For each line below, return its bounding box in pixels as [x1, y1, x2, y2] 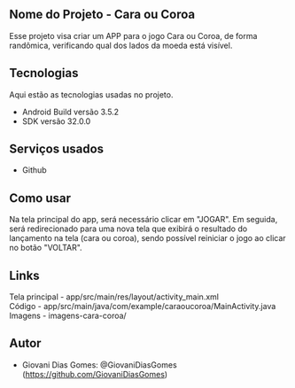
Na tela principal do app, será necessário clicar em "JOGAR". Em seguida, [9, 214, 278, 225]
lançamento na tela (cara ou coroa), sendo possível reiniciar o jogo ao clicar [9, 233, 286, 244]
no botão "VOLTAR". [9, 243, 82, 253]
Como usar [9, 190, 72, 206]
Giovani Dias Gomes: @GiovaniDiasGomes [21, 359, 177, 370]
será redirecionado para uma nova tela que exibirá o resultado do [9, 223, 248, 234]
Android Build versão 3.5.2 [21, 106, 120, 117]
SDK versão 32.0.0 [21, 115, 91, 127]
